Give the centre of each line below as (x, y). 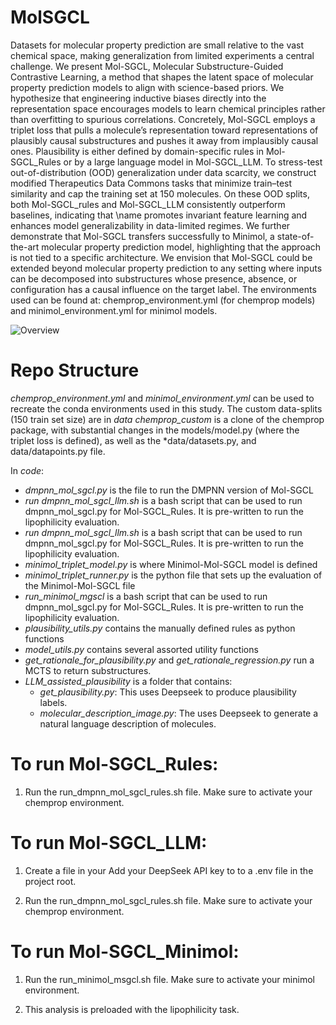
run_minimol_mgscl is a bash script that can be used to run (146, 596)
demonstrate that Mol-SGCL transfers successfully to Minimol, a (142, 236)
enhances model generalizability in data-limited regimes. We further (150, 225)
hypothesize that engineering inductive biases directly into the (138, 98)
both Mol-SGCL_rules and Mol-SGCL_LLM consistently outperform (148, 204)
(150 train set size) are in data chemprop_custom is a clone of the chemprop (167, 419)
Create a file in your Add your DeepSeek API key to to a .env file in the (169, 870)
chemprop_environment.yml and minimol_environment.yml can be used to (162, 398)
